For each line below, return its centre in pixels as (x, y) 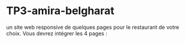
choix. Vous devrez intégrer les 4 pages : (57, 33)
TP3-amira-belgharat (60, 11)
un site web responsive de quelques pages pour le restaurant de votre (93, 27)
